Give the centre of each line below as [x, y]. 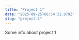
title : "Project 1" [25, 10]
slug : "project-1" [24, 19]
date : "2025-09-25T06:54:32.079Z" [40, 14]
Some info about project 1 [31, 33]
